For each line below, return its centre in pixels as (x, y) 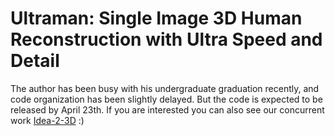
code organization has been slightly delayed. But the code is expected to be (166, 99)
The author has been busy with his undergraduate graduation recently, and (165, 88)
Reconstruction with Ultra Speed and (166, 39)
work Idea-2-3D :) (47, 120)
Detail (35, 61)
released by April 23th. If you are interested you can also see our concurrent (167, 109)
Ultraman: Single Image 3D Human (156, 18)
